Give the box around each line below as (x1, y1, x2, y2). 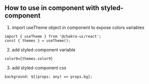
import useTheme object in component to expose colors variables (11, 24, 145, 30)
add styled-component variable (11, 46, 75, 53)
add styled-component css (11, 64, 67, 70)
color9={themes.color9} (4, 56, 53, 61)
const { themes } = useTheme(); (4, 38, 71, 43)
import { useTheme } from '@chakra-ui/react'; (4, 34, 101, 39)
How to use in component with (4, 4, 99, 12)
